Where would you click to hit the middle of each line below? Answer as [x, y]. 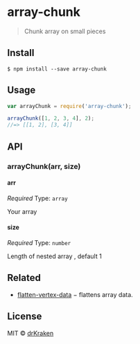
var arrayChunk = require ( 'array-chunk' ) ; [69, 106]
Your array [22, 211]
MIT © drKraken [30, 333]
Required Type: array [37, 198]
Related [24, 278]
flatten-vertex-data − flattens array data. [75, 294]
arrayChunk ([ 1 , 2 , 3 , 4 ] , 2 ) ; [51, 118]
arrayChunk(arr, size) [44, 166]
